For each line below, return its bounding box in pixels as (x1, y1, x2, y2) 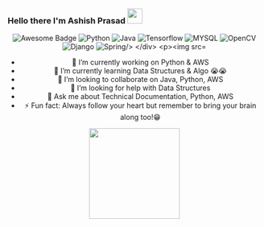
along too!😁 (119, 113, 162, 122)
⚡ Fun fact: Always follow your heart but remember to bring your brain (24, 101, 257, 110)
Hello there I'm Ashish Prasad (7, 14, 126, 26)
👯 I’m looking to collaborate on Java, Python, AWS (57, 75, 224, 85)
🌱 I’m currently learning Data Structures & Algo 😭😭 (54, 66, 227, 76)
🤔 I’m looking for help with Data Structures (70, 83, 211, 93)
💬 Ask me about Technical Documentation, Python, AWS (47, 92, 234, 101)
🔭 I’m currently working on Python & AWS (71, 57, 209, 68)
